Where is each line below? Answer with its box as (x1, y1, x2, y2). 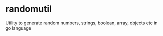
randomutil (5, 3, 52, 15)
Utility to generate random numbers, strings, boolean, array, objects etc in (5, 20, 158, 26)
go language (5, 25, 31, 31)
